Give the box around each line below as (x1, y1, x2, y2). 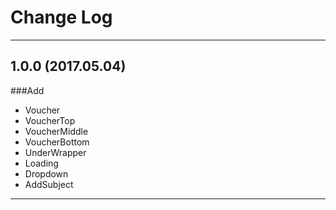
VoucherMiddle (24, 125, 89, 137)
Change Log (10, 6, 113, 29)
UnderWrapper (24, 146, 87, 158)
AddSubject (24, 178, 74, 190)
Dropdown (24, 167, 69, 180)
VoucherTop (24, 114, 76, 126)
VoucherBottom (24, 136, 90, 148)
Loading (24, 157, 59, 169)
